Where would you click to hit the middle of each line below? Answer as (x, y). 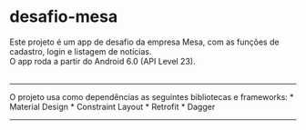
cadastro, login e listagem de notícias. (81, 51)
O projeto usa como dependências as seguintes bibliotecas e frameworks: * (152, 96)
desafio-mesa (64, 17)
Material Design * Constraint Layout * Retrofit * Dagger (112, 106)
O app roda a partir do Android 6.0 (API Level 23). (102, 61)
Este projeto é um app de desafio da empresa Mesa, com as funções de (144, 42)
